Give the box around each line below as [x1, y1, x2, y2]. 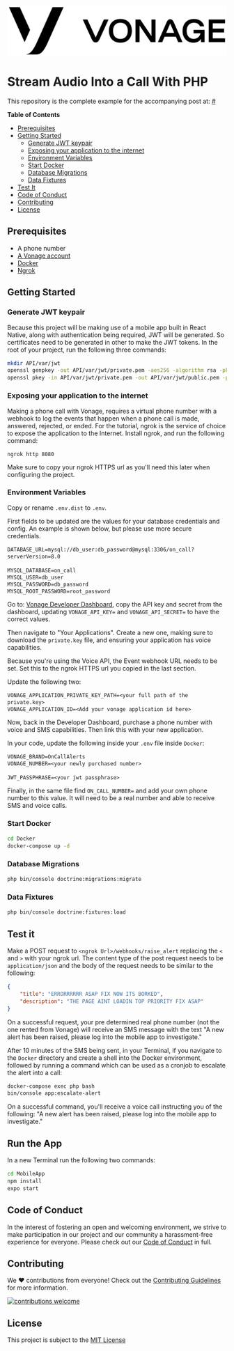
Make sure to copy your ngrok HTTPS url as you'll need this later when [7, 462, 210, 471]
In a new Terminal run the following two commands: [7, 1156, 155, 1164]
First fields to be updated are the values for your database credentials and [7, 517, 220, 525]
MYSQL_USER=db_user [7, 574, 64, 581]
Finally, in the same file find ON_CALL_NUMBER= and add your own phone [7, 786, 208, 795]
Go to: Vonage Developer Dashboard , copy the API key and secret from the [7, 600, 223, 608]
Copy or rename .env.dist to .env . [7, 503, 107, 512]
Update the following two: [7, 678, 81, 686]
